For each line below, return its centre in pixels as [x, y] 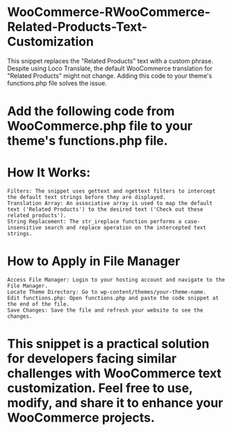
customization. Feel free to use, [100, 389]
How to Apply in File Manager [94, 261]
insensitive [24, 228]
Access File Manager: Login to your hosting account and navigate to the [116, 280]
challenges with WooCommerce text [115, 374]
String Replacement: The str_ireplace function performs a [94, 222]
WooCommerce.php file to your [100, 126]
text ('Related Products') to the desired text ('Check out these [105, 209]
